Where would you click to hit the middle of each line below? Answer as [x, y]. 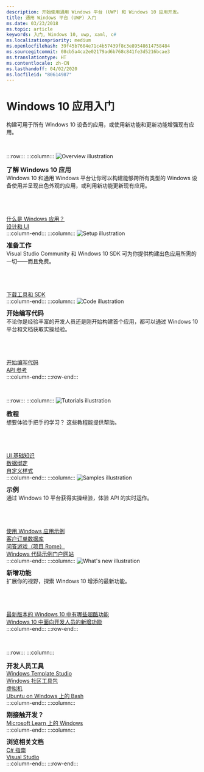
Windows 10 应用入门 [61, 107]
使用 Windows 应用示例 [36, 531]
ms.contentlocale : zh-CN [38, 63]
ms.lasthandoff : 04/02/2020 [42, 69]
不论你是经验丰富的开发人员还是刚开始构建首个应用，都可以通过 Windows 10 [102, 322]
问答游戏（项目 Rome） [36, 547]
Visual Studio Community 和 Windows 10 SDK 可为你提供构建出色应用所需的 [101, 253]
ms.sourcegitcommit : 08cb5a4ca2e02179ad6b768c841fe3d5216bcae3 [88, 52]
